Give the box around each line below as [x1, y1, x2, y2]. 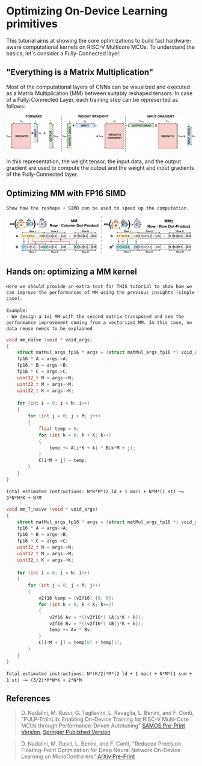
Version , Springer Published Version [20, 729, 111, 736]
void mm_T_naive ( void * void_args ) [6, 506, 98, 512]
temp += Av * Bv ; [49, 627, 93, 633]
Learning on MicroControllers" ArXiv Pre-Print [20, 753, 135, 760]
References [6, 694, 50, 704]
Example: [6, 307, 28, 314]
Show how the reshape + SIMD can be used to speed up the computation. [6, 205, 189, 211]
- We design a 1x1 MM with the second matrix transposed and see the [6, 313, 185, 320]
